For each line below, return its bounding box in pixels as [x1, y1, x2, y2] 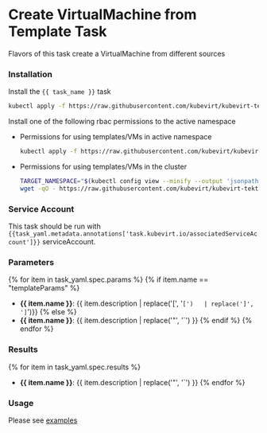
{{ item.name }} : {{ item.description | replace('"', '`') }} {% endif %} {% [19, 316, 253, 326]
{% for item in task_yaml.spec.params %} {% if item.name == [8, 275, 209, 284]
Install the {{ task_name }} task [8, 87, 111, 96]
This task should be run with [8, 221, 101, 232]
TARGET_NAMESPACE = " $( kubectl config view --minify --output [19, 177, 223, 185]
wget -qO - [19, 185, 56, 193]
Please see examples [8, 415, 78, 425]
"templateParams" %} [8, 283, 80, 293]
